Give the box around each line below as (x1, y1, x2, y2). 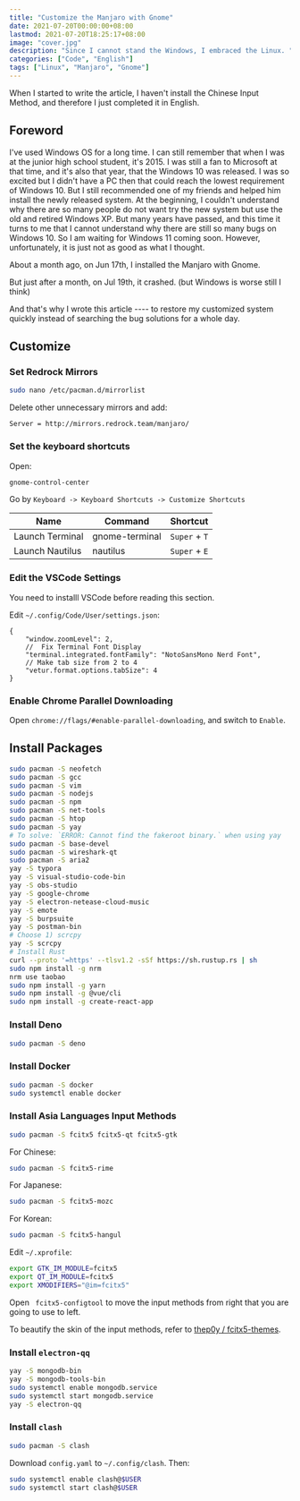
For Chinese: (9, 1147, 56, 1157)
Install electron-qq (9, 1346, 91, 1359)
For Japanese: (9, 1180, 62, 1190)
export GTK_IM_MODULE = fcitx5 (9, 1264, 118, 1274)
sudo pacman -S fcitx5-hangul (9, 1231, 122, 1240)
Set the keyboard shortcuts (9, 440, 131, 453)
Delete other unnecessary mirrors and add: (9, 402, 168, 413)
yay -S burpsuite (9, 914, 74, 923)
